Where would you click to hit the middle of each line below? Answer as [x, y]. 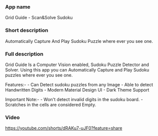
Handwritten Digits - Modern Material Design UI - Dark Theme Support [77, 90]
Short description [27, 31]
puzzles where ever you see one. [39, 75]
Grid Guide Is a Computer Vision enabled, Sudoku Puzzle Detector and [77, 65]
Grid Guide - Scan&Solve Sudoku [39, 18]
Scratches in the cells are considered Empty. [51, 104]
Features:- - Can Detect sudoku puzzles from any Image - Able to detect [79, 84]
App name [18, 7]
